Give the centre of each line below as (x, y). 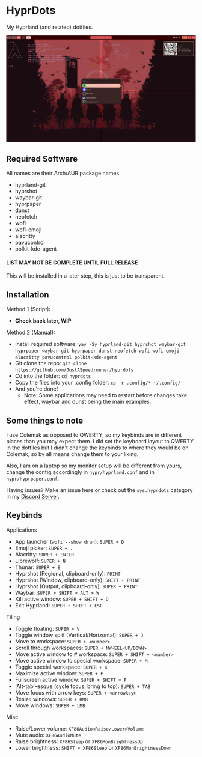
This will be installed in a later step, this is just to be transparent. (86, 276)
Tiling (13, 617)
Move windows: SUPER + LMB (50, 705)
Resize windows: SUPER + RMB (51, 699)
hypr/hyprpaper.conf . (33, 479)
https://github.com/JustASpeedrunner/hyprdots (74, 370)
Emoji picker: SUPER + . (44, 548)
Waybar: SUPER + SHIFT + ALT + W (57, 592)
